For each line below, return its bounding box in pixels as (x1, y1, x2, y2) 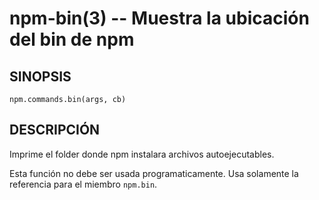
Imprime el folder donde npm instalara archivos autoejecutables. (9, 148, 275, 160)
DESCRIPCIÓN (9, 122, 101, 139)
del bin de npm (9, 28, 135, 51)
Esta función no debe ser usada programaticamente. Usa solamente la (9, 167, 299, 179)
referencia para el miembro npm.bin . (9, 178, 158, 190)
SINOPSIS (9, 68, 72, 85)
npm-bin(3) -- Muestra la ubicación (9, 7, 310, 30)
